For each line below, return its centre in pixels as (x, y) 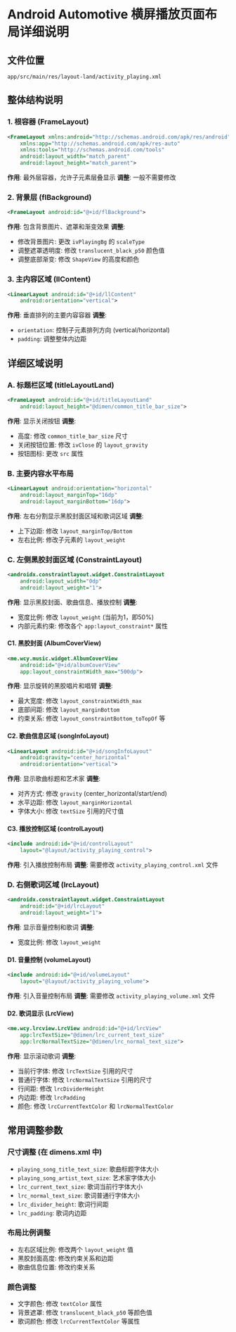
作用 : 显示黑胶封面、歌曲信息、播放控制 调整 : (72, 602)
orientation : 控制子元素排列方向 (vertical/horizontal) (93, 330)
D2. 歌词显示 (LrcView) (41, 1013)
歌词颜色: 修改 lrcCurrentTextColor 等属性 (79, 1321)
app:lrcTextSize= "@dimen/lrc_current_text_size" (92, 1035)
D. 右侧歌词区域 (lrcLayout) (53, 885)
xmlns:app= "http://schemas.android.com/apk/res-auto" (100, 144)
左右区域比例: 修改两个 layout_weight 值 (75, 1249)
